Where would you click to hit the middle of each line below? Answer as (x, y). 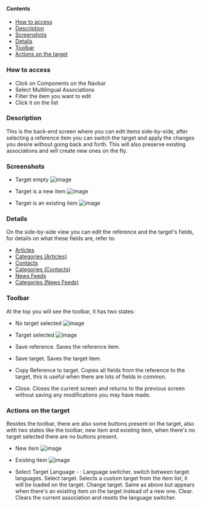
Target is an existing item (46, 203)
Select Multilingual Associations (55, 89)
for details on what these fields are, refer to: (61, 238)
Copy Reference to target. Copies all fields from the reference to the (100, 370)
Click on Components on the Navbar (60, 83)
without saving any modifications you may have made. (83, 395)
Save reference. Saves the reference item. (68, 346)
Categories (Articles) (41, 257)
